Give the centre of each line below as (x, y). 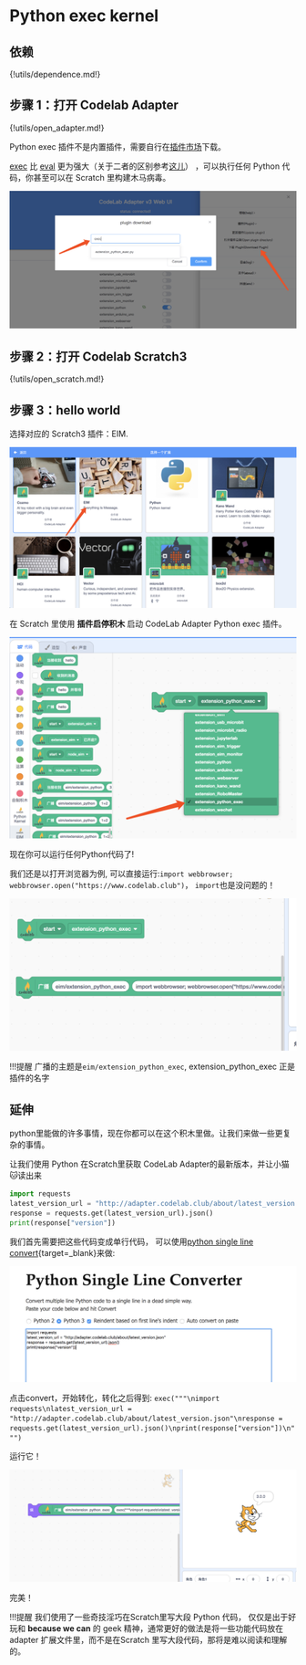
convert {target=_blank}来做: (62, 1252)
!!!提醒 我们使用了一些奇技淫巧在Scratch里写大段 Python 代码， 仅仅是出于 (149, 1618)
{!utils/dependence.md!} (55, 74)
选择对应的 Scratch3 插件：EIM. (69, 434)
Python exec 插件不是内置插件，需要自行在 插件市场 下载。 (117, 146)
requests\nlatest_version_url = (71, 1408)
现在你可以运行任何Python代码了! (72, 854)
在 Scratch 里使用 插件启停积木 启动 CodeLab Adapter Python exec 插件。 (148, 623)
